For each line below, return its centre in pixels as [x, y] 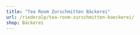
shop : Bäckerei [25, 23]
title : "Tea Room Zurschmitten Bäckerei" [58, 12]
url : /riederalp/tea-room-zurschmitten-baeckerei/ [70, 17]
